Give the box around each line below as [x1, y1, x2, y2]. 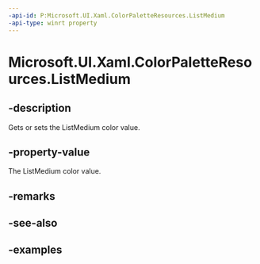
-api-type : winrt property [8, 19, 97, 27]
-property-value [8, 145, 90, 159]
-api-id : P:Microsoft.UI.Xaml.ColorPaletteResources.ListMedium [8, 11, 225, 20]
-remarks [8, 189, 55, 203]
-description [8, 101, 71, 115]
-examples [8, 243, 63, 257]
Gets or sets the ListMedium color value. [8, 122, 140, 132]
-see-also [8, 216, 58, 230]
